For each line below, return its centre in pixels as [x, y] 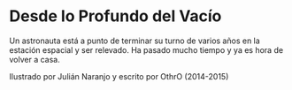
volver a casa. [35, 59]
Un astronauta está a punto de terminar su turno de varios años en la [135, 41]
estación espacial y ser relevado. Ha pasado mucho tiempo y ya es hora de [146, 49]
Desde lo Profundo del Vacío [115, 16]
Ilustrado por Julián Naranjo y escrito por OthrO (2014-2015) [119, 76]
